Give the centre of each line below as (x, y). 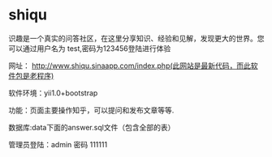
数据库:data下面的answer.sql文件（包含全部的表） (92, 127)
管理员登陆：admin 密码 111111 (58, 144)
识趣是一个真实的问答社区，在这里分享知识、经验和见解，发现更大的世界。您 (136, 38)
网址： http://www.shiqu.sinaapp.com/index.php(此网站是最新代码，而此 (130, 66)
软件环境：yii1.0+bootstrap (53, 93)
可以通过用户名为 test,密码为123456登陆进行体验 (90, 48)
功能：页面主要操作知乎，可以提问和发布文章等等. (91, 110)
